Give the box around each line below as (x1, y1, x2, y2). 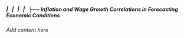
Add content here (6, 26, 49, 33)
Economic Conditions (6, 12, 60, 18)
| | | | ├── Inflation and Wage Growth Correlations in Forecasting (6, 6, 179, 13)
